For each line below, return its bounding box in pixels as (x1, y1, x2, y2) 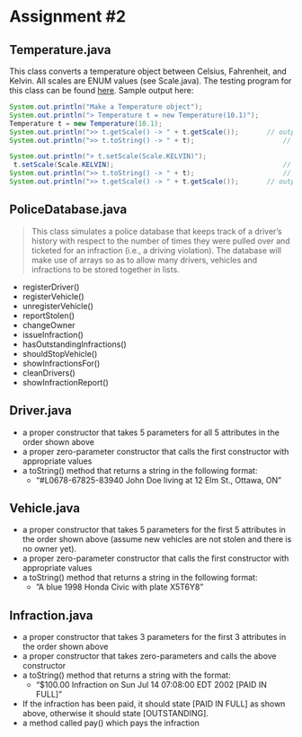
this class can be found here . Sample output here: (9, 85, 194, 95)
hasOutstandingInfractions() (22, 339, 128, 350)
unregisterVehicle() (22, 300, 94, 311)
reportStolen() (22, 310, 75, 321)
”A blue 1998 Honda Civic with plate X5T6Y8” (35, 582, 204, 592)
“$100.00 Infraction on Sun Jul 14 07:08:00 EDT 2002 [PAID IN (35, 679, 267, 690)
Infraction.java (9, 608, 93, 623)
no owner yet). (22, 544, 77, 555)
